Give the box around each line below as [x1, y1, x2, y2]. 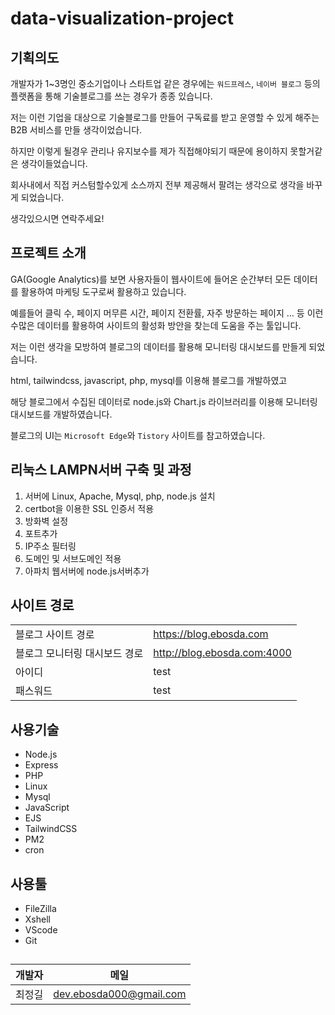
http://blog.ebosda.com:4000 [153, 646, 292, 660]
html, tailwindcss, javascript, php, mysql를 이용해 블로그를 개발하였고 [10, 374, 288, 386]
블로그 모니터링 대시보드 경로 [15, 647, 144, 661]
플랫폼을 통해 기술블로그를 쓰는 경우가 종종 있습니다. [10, 90, 213, 102]
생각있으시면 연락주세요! [10, 213, 105, 224]
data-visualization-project [10, 7, 234, 30]
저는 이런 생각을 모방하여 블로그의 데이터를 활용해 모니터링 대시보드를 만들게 [10, 340, 307, 352]
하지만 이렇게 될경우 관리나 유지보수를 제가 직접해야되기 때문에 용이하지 [10, 145, 288, 157]
